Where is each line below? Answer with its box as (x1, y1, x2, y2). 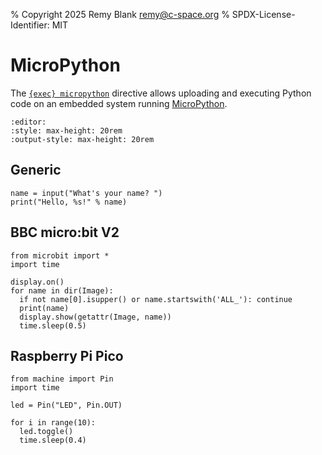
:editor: (10, 117, 47, 127)
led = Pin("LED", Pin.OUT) (10, 400, 123, 411)
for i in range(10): (10, 418, 97, 428)
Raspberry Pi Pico (10, 347, 124, 364)
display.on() (10, 277, 65, 287)
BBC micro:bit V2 (10, 224, 120, 241)
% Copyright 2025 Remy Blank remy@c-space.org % (10, 9, 230, 20)
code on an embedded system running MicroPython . (10, 97, 228, 109)
